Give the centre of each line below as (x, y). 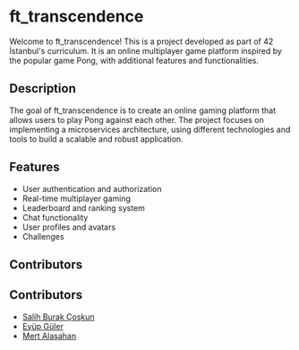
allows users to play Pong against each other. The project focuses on (137, 119)
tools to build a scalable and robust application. (96, 139)
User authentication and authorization (92, 188)
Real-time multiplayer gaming (77, 198)
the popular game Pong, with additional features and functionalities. (134, 60)
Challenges (43, 236)
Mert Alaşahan (49, 336)
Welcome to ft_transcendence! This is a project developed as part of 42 (141, 41)
